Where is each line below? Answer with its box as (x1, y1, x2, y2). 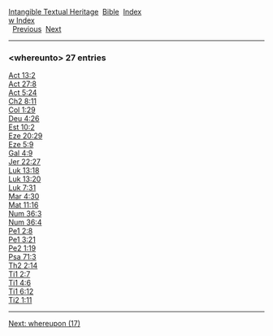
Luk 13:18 (8, 166, 40, 176)
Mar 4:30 (8, 191, 40, 202)
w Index (8, 15, 35, 25)
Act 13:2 (8, 71, 37, 81)
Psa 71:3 (8, 252, 37, 262)
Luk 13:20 (8, 174, 41, 184)
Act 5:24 (8, 88, 37, 98)
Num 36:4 (8, 217, 42, 227)
